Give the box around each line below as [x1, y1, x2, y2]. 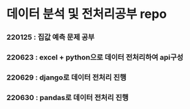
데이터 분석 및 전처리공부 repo [6, 6, 167, 22]
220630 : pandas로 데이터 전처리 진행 [6, 93, 129, 102]
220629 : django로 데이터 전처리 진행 [6, 73, 127, 82]
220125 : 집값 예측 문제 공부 [6, 32, 95, 42]
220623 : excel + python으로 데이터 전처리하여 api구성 [6, 53, 184, 62]
